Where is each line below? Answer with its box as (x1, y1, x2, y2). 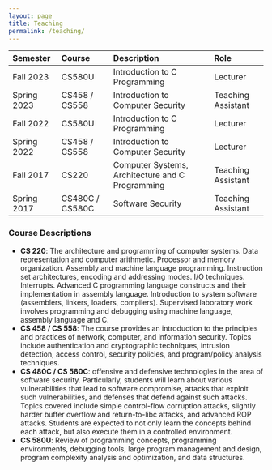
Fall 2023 (12, 71, 49, 83)
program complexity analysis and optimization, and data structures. (19, 452, 245, 462)
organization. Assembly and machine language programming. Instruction (19, 263, 263, 272)
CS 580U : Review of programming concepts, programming (19, 435, 217, 445)
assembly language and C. (19, 314, 109, 324)
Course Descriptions (8, 228, 91, 239)
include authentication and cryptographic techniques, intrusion (19, 340, 231, 350)
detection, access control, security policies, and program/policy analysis (19, 349, 262, 359)
